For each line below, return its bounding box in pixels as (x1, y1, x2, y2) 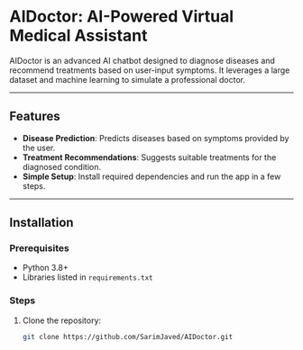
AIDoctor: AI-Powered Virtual (9, 6, 234, 27)
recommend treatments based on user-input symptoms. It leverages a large (9, 65, 290, 76)
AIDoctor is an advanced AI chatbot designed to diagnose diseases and (9, 55, 275, 66)
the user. (22, 142, 56, 153)
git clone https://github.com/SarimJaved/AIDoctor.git (22, 332, 234, 341)
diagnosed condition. (22, 161, 102, 172)
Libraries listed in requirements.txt (22, 272, 153, 283)
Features (9, 109, 60, 124)
